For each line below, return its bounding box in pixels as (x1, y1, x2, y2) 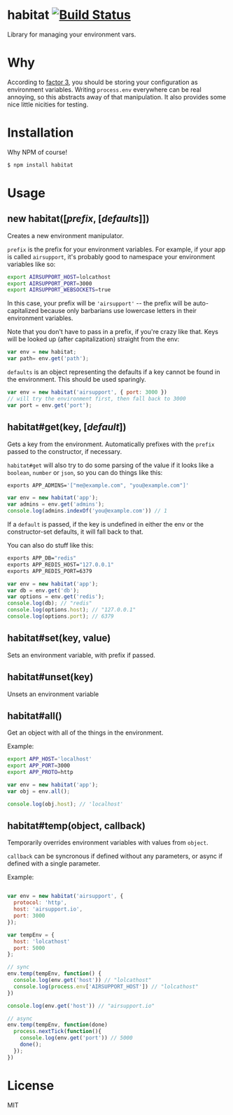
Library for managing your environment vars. (7, 30, 136, 39)
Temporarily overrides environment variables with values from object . (7, 838, 209, 847)
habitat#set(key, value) (7, 632, 111, 644)
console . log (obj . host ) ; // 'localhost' (7, 801, 124, 808)
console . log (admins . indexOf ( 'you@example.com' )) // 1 (7, 508, 168, 515)
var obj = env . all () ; (7, 788, 71, 795)
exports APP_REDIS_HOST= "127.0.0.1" (7, 561, 114, 568)
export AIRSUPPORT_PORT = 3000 (7, 280, 92, 287)
